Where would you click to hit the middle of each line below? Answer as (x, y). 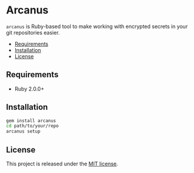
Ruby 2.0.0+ (29, 89)
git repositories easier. (33, 32)
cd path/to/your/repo (33, 126)
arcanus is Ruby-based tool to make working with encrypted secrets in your (97, 26)
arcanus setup (23, 132)
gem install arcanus (31, 120)
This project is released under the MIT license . (62, 164)
